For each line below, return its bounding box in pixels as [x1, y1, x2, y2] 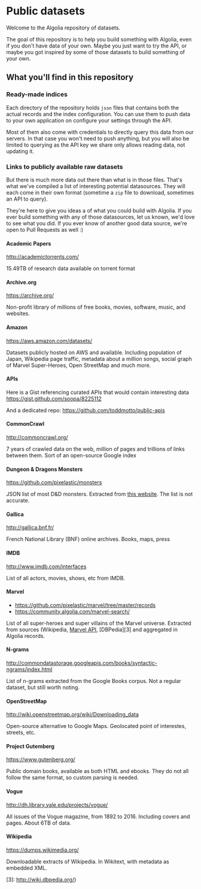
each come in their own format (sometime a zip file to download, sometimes [6, 189, 194, 196]
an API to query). [6, 195, 48, 202]
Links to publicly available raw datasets [6, 162, 123, 171]
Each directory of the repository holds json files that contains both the [6, 104, 179, 111]
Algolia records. [6, 632, 45, 639]
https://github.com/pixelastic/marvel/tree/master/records [14, 601, 156, 608]
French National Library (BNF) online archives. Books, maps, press [6, 536, 170, 543]
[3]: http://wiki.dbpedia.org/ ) [6, 876, 77, 883]
